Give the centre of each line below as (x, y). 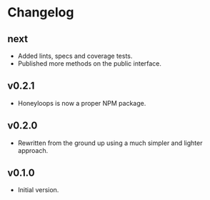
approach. (33, 150)
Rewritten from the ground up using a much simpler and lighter (110, 143)
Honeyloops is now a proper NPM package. (82, 103)
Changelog (41, 12)
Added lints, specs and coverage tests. (75, 56)
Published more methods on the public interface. (90, 64)
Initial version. (38, 190)
